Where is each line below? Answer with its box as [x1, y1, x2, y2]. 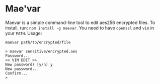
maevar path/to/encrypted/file [5, 39, 71, 45]
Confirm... [5, 70, 28, 75]
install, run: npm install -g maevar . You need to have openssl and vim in [5, 24, 154, 30]
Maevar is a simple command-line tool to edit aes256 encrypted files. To [5, 19, 155, 25]
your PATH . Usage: [5, 30, 42, 36]
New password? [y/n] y [5, 62, 53, 67]
